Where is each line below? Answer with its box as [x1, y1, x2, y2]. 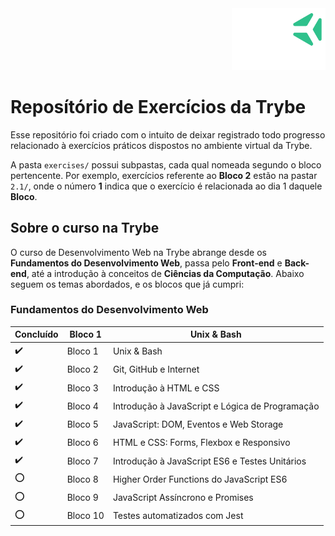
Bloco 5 [66, 418, 99, 431]
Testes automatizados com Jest [112, 510, 244, 522]
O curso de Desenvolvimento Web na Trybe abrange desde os [10, 246, 267, 258]
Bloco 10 [66, 510, 105, 522]
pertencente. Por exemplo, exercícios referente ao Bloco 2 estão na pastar [10, 169, 318, 181]
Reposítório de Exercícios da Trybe [10, 96, 307, 118]
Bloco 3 [66, 382, 99, 394]
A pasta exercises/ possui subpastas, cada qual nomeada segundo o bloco [10, 158, 322, 171]
